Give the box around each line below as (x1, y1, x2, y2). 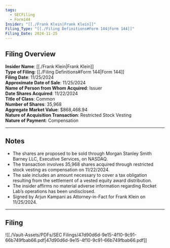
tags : (5, 7, 17, 13)
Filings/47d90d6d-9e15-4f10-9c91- (63, 232, 137, 238)
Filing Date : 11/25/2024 (5, 74, 54, 80)
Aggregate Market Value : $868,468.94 (5, 106, 88, 112)
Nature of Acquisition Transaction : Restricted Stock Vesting (5, 112, 132, 118)
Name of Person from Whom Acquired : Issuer (5, 85, 103, 91)
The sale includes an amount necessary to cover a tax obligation (12, 172, 148, 178)
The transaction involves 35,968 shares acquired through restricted (12, 161, 153, 167)
